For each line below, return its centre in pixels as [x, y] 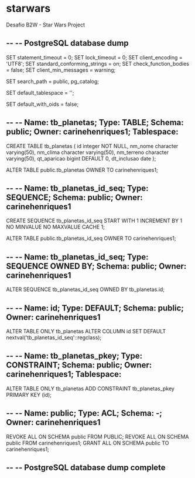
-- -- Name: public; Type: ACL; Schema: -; [84, 413]
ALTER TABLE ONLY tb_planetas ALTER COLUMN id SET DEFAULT [86, 331]
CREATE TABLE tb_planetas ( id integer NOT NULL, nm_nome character [92, 146]
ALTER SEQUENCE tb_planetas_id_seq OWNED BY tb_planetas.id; [85, 289]
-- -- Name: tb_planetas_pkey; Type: [74, 356]
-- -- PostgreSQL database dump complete [86, 468]
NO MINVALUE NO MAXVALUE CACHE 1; [56, 227]
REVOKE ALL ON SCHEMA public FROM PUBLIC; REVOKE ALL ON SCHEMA [97, 436]
